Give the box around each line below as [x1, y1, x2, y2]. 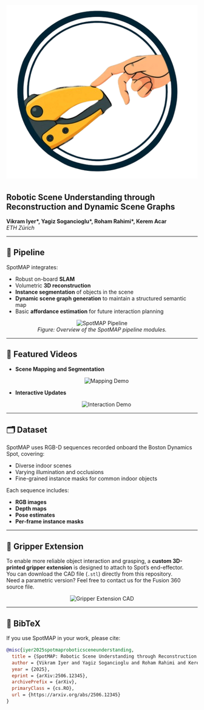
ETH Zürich [6, 224, 35, 231]
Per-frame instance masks [15, 518, 84, 525]
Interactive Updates [15, 388, 67, 396]
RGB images [15, 498, 47, 506]
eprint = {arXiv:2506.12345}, [12, 672, 88, 679]
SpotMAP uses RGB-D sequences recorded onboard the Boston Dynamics [6, 444, 192, 451]
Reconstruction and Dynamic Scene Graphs [6, 201, 175, 212]
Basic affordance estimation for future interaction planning [15, 308, 164, 315]
